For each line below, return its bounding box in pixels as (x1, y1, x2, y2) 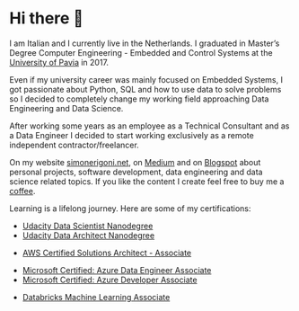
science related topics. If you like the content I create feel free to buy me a (9, 175, 285, 187)
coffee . (9, 185, 36, 196)
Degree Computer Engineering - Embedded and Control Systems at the (9, 47, 273, 58)
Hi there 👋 (9, 8, 84, 29)
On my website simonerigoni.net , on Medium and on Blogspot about (9, 156, 261, 167)
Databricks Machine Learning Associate (22, 291, 171, 302)
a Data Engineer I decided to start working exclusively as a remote (9, 129, 254, 140)
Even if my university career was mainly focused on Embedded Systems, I (9, 74, 283, 84)
